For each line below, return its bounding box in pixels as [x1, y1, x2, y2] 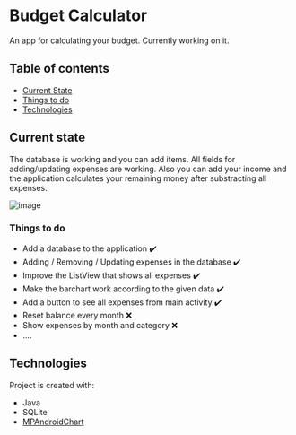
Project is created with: [9, 379, 95, 390]
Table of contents [9, 61, 109, 76]
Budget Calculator [9, 5, 148, 26]
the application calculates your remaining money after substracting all [9, 172, 267, 184]
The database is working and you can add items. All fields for [9, 153, 236, 164]
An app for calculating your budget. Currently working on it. [9, 35, 230, 46]
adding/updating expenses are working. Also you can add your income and [9, 163, 287, 174]
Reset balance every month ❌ [22, 309, 133, 320]
